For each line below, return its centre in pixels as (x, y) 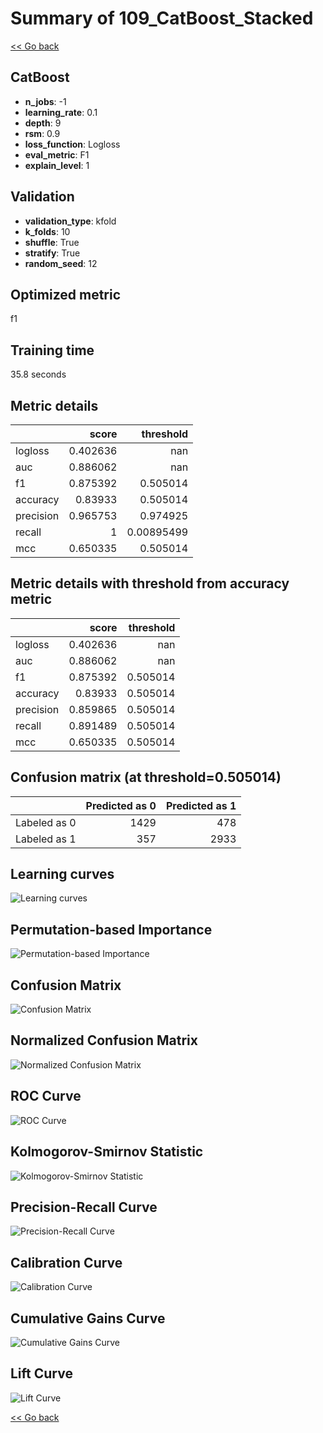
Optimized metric (66, 294)
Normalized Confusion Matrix (104, 1040)
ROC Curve (46, 1096)
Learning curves (62, 874)
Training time (52, 350)
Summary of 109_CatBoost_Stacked (162, 18)
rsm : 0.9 (42, 133)
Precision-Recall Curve (84, 1207)
